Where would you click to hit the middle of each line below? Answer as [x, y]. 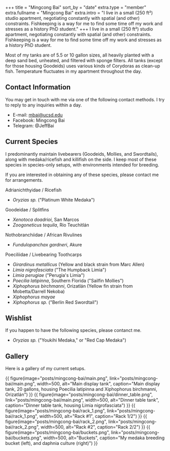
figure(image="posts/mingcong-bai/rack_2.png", [56, 421]
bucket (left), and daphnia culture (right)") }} [52, 443]
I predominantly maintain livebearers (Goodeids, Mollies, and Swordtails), [82, 154]
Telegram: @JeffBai [33, 125]
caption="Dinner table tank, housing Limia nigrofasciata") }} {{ [70, 405]
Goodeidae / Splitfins [27, 209]
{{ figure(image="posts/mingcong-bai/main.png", [57, 378]
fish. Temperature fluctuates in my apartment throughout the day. [74, 71]
